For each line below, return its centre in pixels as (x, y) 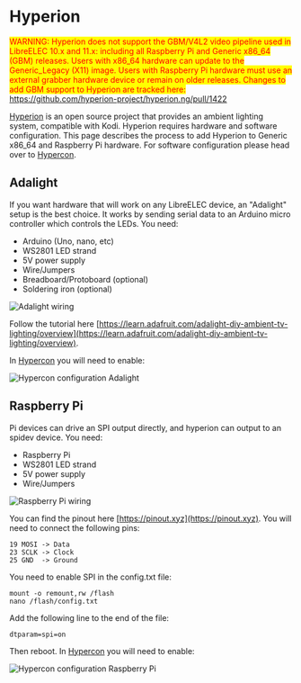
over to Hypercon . (43, 154)
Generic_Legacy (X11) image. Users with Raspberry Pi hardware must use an (151, 70)
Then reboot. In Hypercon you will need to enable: (102, 651)
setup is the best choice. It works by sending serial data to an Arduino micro (150, 214)
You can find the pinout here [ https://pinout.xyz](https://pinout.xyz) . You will (150, 518)
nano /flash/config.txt (54, 601)
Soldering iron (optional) (67, 289)
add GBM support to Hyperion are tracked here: (98, 89)
